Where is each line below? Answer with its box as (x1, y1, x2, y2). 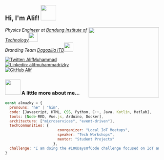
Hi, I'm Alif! (5, 14, 40, 22)
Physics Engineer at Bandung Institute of (5, 27, 87, 33)
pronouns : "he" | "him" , (9, 105, 60, 110)
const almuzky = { (5, 100, 42, 105)
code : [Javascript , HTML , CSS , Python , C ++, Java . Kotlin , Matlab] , (9, 109, 152, 115)
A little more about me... (21, 89, 80, 96)
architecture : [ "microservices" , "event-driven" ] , (9, 119, 115, 123)
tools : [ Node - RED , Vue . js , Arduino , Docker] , (9, 114, 104, 119)
